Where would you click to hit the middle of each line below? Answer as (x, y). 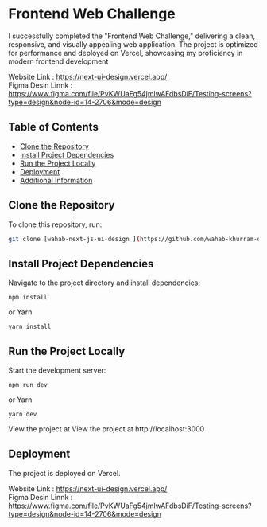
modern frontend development (58, 61)
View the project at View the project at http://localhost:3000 (106, 429)
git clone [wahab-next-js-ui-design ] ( (74, 239)
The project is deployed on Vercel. (64, 473)
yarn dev (23, 415)
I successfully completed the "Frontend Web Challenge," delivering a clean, (132, 36)
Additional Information (56, 180)
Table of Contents (54, 127)
